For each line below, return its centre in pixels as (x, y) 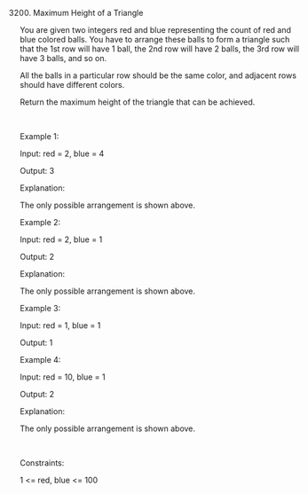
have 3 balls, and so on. (63, 58)
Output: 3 (37, 171)
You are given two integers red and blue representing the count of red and (156, 30)
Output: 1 (36, 342)
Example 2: (40, 222)
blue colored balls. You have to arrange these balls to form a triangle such (155, 39)
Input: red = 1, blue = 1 (60, 325)
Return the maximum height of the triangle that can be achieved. (138, 102)
